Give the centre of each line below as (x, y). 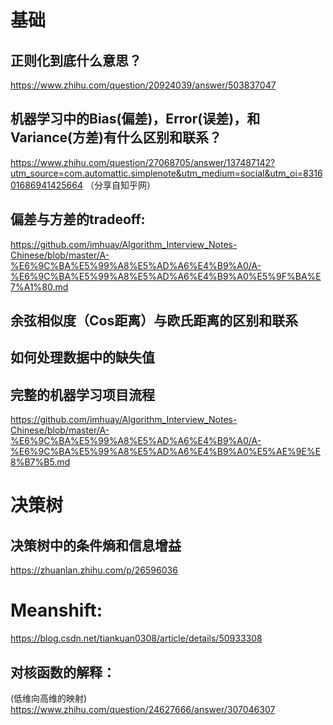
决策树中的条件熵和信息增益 (96, 545)
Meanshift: (56, 610)
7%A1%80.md (39, 287)
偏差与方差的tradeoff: (78, 219)
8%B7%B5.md (40, 462)
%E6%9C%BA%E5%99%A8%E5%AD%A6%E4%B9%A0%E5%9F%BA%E (166, 276)
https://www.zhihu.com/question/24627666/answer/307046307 (143, 709)
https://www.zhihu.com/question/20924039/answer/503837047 (143, 85)
